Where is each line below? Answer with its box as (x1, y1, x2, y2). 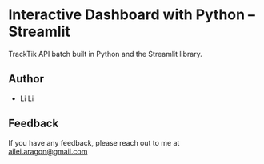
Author (8, 72, 44, 86)
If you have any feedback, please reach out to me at (8, 138, 180, 147)
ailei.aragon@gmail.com (8, 146, 88, 156)
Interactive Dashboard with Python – (8, 6, 256, 24)
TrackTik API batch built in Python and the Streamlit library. (8, 49, 202, 58)
